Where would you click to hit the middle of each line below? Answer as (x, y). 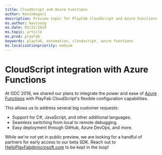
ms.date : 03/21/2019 (26, 28)
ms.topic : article (24, 32)
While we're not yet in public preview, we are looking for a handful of (73, 137)
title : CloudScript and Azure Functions (47, 9)
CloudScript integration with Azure (77, 70)
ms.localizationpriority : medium (39, 46)
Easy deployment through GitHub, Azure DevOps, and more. (72, 127)
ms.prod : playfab (23, 37)
